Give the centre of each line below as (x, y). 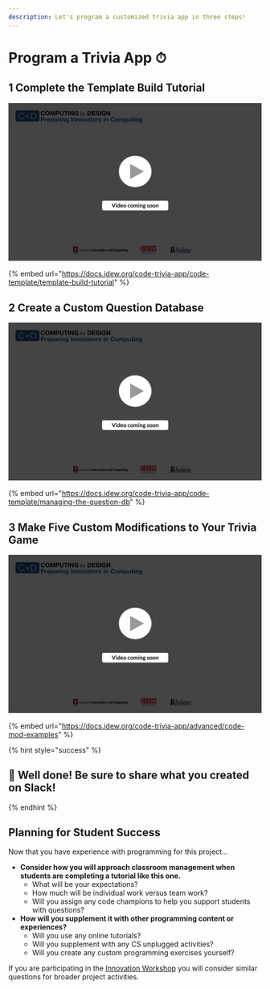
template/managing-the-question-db (69, 502)
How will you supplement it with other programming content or (127, 919)
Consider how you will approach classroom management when (127, 868)
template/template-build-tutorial (61, 282)
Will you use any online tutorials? (86, 936)
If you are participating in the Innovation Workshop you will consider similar (133, 968)
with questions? (58, 910)
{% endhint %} (33, 807)
